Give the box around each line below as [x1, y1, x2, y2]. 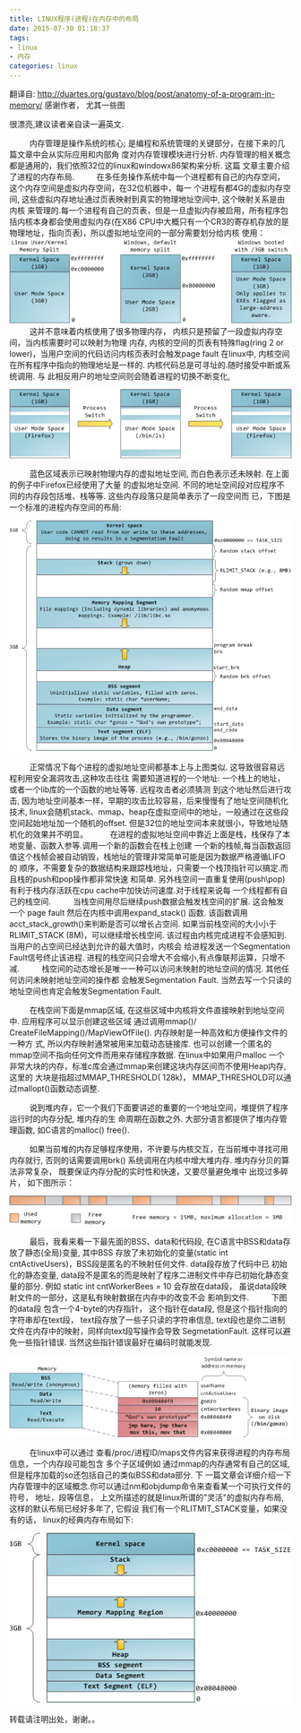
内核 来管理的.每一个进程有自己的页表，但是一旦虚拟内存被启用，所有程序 [9, 205, 280, 215]
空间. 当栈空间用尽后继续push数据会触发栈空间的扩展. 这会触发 [32, 896, 285, 907]
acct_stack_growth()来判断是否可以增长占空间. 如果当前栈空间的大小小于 [9, 918, 278, 929]
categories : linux [9, 62, 78, 71]
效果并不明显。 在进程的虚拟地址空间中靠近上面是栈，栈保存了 [32, 829, 283, 840]
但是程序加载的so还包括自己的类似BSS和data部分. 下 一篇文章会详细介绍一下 [9, 1470, 292, 1480]
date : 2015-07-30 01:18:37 [9, 23, 110, 33]
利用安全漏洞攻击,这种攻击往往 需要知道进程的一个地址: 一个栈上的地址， [16, 772, 285, 783]
